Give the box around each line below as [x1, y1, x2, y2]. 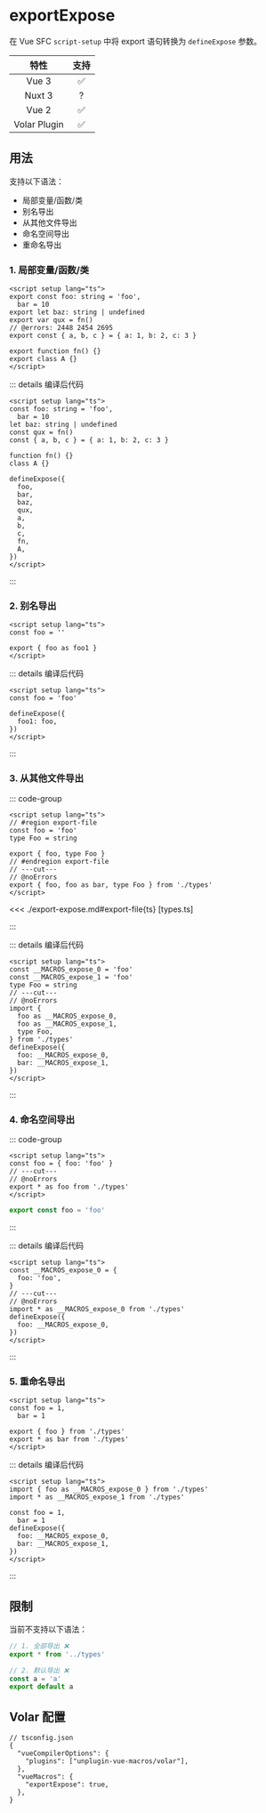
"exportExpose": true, [25, 1780, 109, 1789]
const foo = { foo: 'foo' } [9, 1158, 114, 1168]
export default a [9, 1682, 74, 1691]
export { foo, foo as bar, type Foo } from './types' [9, 880, 214, 890]
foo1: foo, [17, 717, 58, 726]
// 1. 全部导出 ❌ [9, 1641, 69, 1650]
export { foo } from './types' [9, 1427, 125, 1437]
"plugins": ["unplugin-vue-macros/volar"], [25, 1757, 189, 1766]
